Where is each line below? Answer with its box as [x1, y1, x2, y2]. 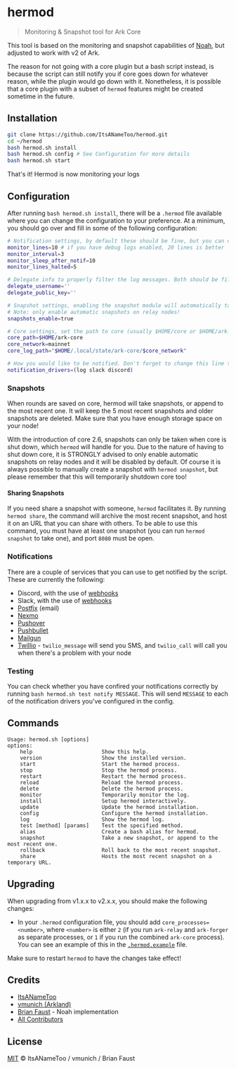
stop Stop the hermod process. [20, 767, 178, 774]
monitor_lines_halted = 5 [7, 264, 77, 271]
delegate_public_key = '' [7, 290, 77, 297]
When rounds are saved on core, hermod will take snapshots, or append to [7, 399, 223, 408]
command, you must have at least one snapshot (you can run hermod [7, 526, 205, 535]
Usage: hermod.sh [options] [7, 736, 90, 743]
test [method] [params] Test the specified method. [20, 822, 184, 829]
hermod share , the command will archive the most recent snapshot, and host [7, 512, 227, 520]
